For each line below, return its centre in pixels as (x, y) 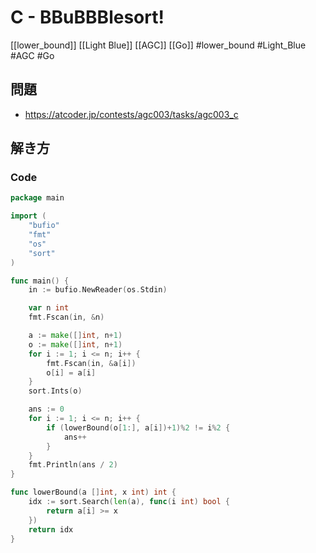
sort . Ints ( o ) (55, 391)
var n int (49, 308)
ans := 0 (46, 409)
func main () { (40, 281)
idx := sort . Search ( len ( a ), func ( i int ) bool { (129, 502)
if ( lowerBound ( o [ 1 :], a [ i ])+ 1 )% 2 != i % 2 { (138, 427)
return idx (51, 529)
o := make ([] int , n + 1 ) (75, 344)
